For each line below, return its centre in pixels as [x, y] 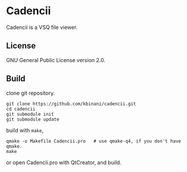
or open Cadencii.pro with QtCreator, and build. [64, 162]
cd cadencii [21, 109]
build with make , [25, 130]
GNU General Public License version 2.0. [56, 60]
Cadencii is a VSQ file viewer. [42, 27]
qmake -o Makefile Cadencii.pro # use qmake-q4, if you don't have [94, 141]
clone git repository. [30, 93]
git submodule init [30, 114]
